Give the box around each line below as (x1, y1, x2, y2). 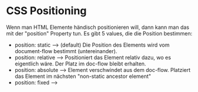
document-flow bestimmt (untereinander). (14, 47, 118, 54)
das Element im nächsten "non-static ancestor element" (14, 73, 151, 80)
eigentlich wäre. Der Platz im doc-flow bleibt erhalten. (14, 60, 147, 67)
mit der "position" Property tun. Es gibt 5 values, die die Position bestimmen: (6, 29, 193, 37)
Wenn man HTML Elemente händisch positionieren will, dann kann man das (6, 24, 190, 31)
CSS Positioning (6, 4, 87, 18)
